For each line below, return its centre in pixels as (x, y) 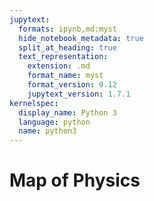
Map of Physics (75, 180)
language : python (54, 122)
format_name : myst (65, 76)
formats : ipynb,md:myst (67, 29)
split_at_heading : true (67, 47)
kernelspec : (34, 103)
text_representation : (63, 57)
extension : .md (59, 66)
